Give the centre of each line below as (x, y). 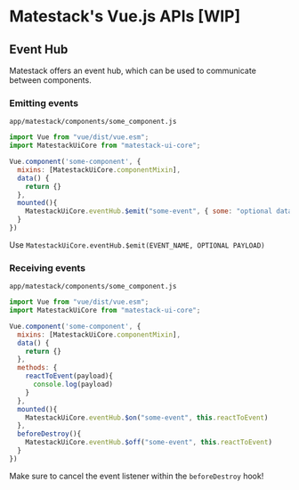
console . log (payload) (73, 385)
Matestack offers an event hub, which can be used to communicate (133, 70)
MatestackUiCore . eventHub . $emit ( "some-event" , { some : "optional (149, 211)
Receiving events (48, 267)
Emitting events (44, 102)
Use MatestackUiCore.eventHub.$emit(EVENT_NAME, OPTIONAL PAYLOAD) (137, 245)
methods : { (37, 368)
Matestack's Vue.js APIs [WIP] (125, 16)
